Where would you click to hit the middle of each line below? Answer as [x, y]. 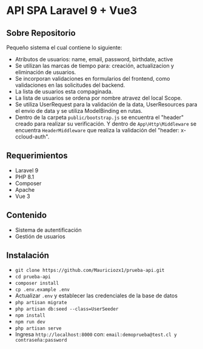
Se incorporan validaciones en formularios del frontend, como [92, 79]
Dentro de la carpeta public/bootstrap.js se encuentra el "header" [99, 117]
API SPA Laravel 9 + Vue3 [72, 11]
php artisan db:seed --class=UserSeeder [67, 309]
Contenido [27, 215]
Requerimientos [37, 156]
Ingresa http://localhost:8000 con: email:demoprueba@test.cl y [96, 334]
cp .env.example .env [42, 290]
